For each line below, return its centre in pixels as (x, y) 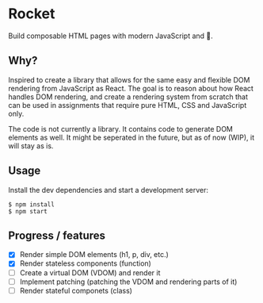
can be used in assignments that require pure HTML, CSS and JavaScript (128, 105)
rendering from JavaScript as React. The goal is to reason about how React (131, 88)
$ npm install (32, 204)
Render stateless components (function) (86, 263)
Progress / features (57, 235)
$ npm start (28, 211)
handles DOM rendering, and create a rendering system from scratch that (128, 97)
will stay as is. (31, 146)
